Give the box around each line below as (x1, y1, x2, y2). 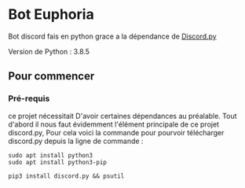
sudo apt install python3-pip (8, 158, 108, 166)
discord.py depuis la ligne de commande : (8, 136, 144, 146)
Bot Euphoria (8, 6, 94, 24)
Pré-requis (8, 93, 50, 104)
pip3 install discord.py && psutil (8, 171, 125, 180)
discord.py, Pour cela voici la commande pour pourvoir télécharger (8, 127, 225, 137)
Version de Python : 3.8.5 (8, 46, 90, 56)
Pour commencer (8, 69, 95, 83)
